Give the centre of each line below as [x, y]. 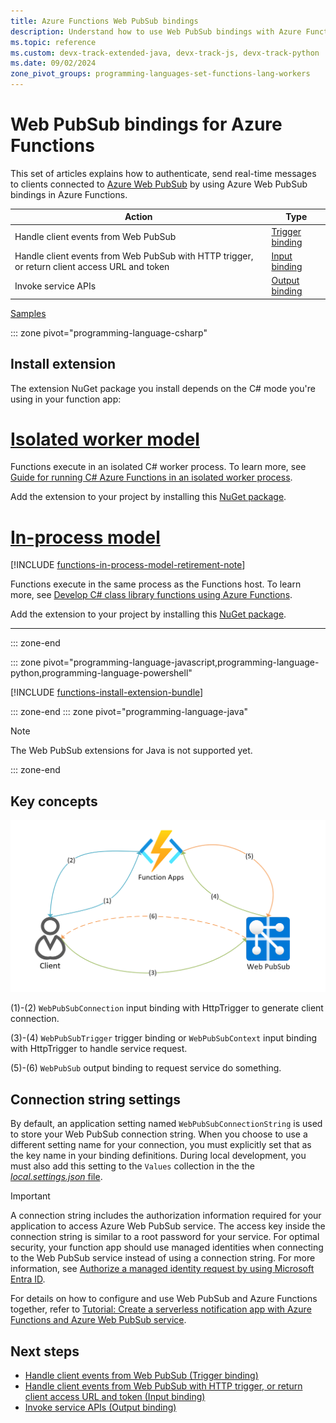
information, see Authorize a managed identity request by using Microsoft [162, 1269]
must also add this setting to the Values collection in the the [132, 1166]
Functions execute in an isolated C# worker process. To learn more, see [158, 467]
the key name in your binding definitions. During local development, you [158, 1156]
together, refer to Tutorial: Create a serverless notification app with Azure [161, 1309]
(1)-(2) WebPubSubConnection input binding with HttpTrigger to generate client [167, 1008]
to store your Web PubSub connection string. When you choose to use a [159, 1134]
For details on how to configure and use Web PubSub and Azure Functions [164, 1299]
